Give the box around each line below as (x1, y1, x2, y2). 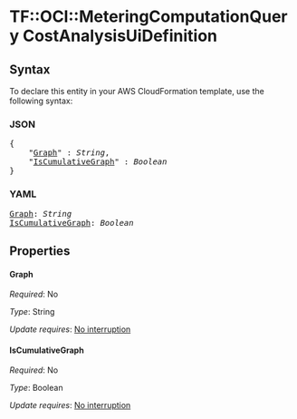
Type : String (9, 307, 55, 317)
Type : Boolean (9, 383, 63, 394)
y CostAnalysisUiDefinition (9, 25, 217, 46)
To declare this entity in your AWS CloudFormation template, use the (9, 86, 264, 96)
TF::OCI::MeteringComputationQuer (9, 6, 288, 27)
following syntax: (9, 95, 73, 106)
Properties (9, 243, 71, 258)
